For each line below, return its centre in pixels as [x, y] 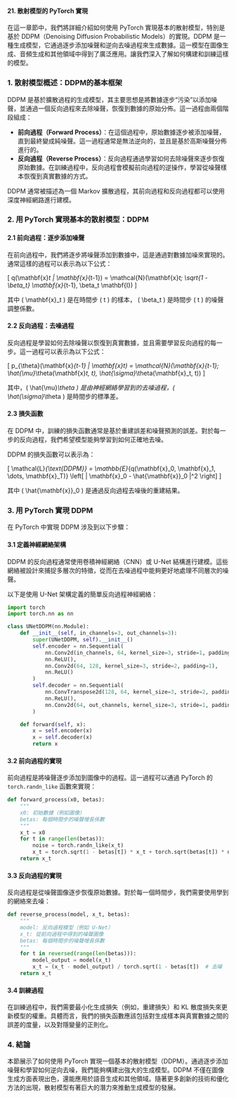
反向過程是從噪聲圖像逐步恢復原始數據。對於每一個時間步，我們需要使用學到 [118, 893]
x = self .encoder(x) [63, 731]
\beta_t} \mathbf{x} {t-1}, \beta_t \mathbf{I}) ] [72, 285]
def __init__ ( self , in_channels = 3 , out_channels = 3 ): [99, 633]
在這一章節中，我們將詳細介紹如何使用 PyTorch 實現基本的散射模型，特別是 [116, 27]
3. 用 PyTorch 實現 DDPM [50, 510]
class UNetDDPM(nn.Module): [48, 627]
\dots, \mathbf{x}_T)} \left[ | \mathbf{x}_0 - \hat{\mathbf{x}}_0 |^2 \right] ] [114, 476]
